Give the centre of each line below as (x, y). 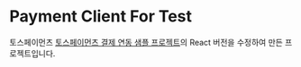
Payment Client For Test (100, 17)
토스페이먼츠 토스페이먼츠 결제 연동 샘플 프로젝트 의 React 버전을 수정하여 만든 (146, 42)
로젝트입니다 (32, 53)
